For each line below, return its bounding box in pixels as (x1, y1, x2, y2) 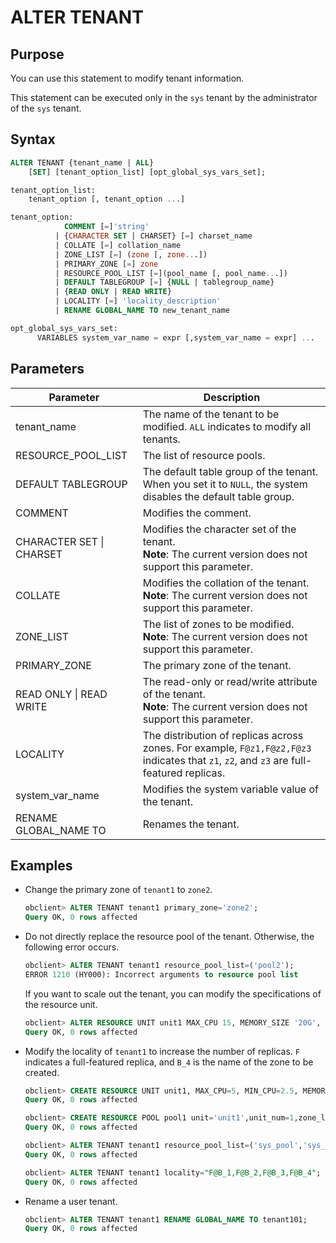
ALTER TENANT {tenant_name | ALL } (10, 157, 155, 168)
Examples (10, 857, 73, 874)
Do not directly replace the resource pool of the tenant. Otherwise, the (24, 931, 315, 943)
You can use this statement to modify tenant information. (10, 72, 245, 84)
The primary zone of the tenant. (142, 658, 292, 672)
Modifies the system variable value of (142, 782, 319, 796)
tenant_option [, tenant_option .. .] (28, 194, 186, 205)
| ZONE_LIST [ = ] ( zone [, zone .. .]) (54, 249, 208, 260)
